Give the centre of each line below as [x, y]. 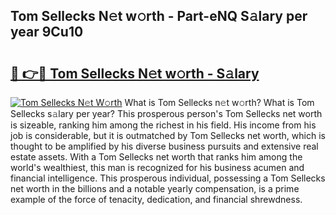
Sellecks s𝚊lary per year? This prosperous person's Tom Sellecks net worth [166, 113]
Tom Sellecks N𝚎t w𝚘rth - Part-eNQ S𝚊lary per [159, 16]
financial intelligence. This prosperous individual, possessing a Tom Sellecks [168, 178]
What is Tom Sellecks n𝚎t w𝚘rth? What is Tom [219, 102]
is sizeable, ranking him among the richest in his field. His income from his [163, 125]
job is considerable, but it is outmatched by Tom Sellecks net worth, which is [168, 135]
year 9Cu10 [47, 32]
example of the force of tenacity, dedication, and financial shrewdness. [156, 199]
